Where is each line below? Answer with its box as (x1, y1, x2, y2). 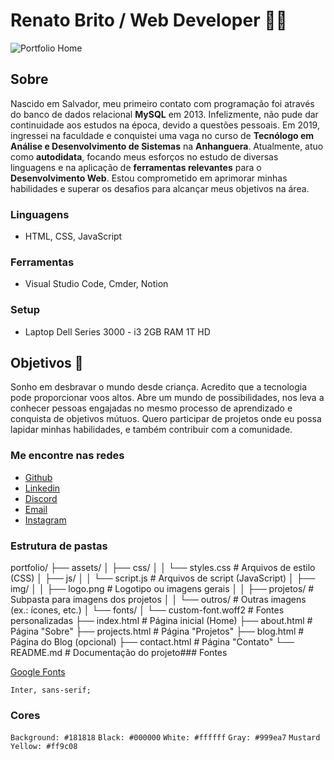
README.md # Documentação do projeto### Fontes (10, 647, 228, 659)
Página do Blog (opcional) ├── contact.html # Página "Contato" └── (10, 636, 295, 648)
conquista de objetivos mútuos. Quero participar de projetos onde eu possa (10, 413, 322, 425)
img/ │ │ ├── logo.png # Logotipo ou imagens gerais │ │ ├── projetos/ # (10, 583, 315, 595)
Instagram (24, 514, 67, 526)
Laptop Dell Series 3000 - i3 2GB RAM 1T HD (24, 325, 211, 338)
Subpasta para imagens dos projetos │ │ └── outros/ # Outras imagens (10, 594, 307, 606)
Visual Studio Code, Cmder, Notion (24, 278, 169, 290)
